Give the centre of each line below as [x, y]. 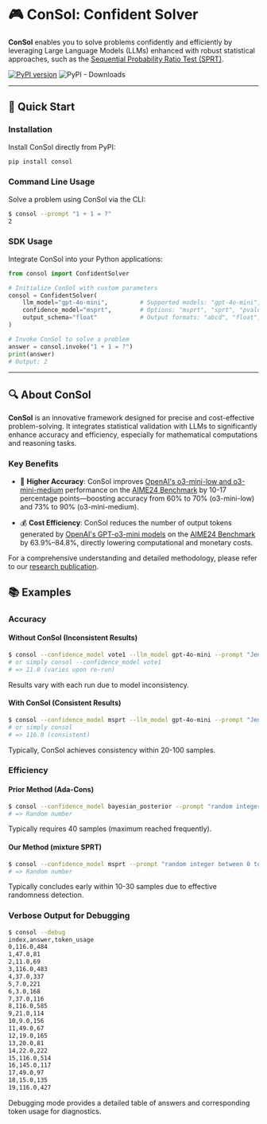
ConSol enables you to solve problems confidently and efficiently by [120, 42]
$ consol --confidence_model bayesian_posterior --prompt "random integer [135, 806]
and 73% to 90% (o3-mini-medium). [79, 506]
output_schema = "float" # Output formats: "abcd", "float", [142, 318]
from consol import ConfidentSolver [69, 273]
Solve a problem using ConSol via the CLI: [77, 199]
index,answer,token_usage [51, 939]
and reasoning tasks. [43, 443]
